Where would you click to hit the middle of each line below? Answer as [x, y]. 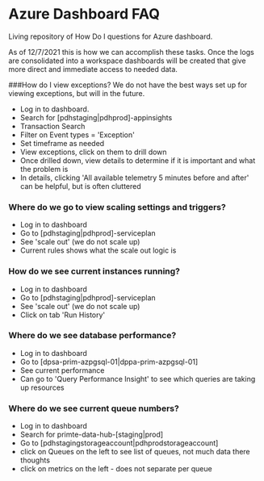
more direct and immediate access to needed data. [93, 69]
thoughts [35, 460]
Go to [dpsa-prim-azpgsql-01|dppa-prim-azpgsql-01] [109, 362]
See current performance [62, 370]
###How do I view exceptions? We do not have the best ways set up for [128, 85]
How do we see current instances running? [94, 271]
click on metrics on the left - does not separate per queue [116, 469]
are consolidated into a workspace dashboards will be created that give [127, 61]
